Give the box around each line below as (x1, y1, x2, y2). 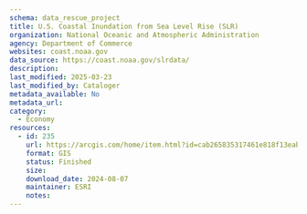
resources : (9, 124, 51, 133)
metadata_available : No (9, 89, 101, 98)
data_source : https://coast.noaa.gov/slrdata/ (9, 56, 190, 65)
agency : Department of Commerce (9, 38, 132, 48)
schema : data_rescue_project (9, 13, 121, 23)
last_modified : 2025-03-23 (9, 73, 112, 82)
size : (26, 166, 48, 175)
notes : (26, 191, 51, 200)
